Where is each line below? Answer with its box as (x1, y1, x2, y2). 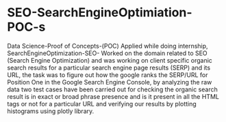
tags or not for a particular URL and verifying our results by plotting (7, 100, 197, 108)
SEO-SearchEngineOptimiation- (7, 5, 193, 20)
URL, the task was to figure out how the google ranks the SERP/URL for (7, 70, 208, 79)
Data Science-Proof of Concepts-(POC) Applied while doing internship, (7, 42, 208, 50)
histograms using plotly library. (7, 107, 95, 115)
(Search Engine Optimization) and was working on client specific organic (7, 56, 212, 64)
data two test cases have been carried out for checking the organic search (7, 85, 218, 93)
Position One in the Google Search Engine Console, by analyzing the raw (7, 78, 212, 86)
